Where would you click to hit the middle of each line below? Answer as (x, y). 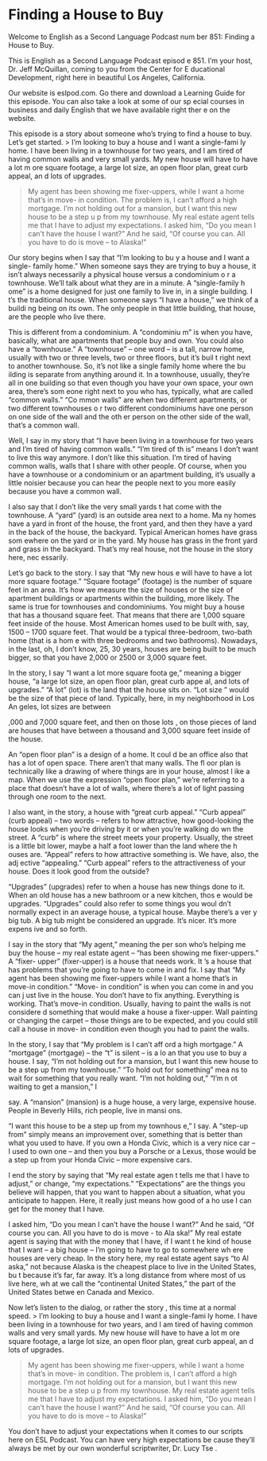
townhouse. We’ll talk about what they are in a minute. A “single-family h (127, 282)
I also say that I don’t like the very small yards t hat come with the (115, 506)
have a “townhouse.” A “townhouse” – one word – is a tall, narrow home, (126, 349)
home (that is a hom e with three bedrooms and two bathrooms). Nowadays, (133, 640)
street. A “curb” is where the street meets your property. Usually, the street (131, 837)
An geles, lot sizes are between (60, 707)
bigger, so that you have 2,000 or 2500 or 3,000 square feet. (108, 657)
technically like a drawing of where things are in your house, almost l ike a (129, 771)
